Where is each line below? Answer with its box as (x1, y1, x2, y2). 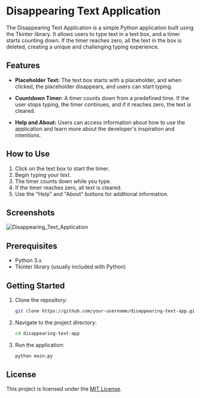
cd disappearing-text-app (14, 330, 80, 336)
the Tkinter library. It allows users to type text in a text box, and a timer (6, 30, 181, 37)
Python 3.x (14, 257, 42, 264)
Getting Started (6, 281, 65, 291)
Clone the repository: (14, 297, 68, 303)
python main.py (14, 352, 53, 359)
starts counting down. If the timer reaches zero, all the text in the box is (6, 37, 182, 44)
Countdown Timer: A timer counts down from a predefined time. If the (14, 94, 190, 101)
